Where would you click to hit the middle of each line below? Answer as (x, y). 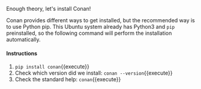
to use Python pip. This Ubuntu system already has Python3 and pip (91, 27)
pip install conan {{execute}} (52, 67)
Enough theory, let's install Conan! (49, 9)
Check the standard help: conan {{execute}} (68, 79)
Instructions (22, 53)
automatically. (23, 39)
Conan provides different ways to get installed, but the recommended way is (100, 20)
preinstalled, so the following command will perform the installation (89, 33)
